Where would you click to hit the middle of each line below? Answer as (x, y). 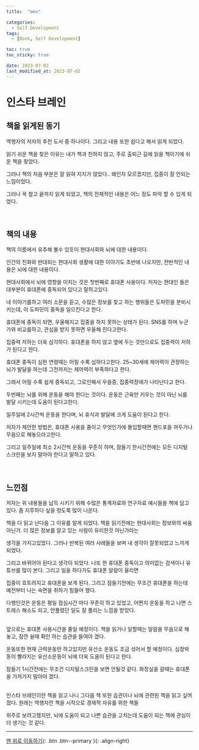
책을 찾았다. (26, 161)
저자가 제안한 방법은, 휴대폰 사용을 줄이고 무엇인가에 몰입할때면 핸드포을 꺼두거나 (99, 427)
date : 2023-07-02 (28, 66)
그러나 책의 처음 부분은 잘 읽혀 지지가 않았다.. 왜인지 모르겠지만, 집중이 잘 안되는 (98, 174)
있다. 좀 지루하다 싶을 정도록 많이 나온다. (53, 510)
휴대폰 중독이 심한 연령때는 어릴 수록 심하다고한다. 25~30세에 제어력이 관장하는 (98, 362)
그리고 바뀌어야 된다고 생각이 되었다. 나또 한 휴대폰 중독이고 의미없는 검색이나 (95, 563)
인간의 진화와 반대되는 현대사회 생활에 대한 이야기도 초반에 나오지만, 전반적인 (95, 262)
